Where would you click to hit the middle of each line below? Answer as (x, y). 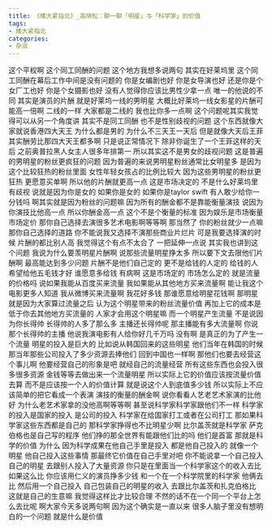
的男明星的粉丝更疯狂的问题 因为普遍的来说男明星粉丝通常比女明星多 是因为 (135, 161)
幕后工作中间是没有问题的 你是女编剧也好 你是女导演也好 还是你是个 (150, 80)
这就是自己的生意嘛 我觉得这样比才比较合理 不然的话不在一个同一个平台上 (131, 497)
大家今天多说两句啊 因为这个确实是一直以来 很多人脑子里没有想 (151, 506)
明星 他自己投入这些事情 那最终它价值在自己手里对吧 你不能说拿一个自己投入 (136, 456)
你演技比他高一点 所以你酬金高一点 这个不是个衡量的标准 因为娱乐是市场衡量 (136, 213)
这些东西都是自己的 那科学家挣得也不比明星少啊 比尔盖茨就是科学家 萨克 (143, 425)
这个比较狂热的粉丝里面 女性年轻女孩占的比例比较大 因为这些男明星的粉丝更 (135, 172)
